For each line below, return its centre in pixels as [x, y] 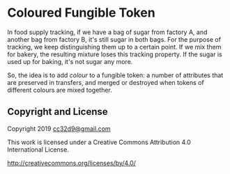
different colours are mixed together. [60, 90]
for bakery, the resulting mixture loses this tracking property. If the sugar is [115, 54]
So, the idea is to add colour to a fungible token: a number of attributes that [115, 75]
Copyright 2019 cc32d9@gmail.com [59, 128]
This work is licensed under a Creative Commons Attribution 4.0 [99, 142]
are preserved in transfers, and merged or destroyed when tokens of [106, 82]
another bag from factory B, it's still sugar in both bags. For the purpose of [114, 39]
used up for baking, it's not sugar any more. [70, 61]
